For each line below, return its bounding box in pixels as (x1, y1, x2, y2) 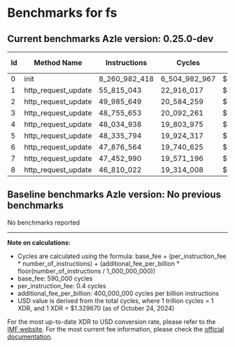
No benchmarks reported (7, 218, 80, 227)
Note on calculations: (7, 238, 71, 246)
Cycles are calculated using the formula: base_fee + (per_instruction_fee (17, 252, 227, 260)
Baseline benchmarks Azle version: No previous (7, 189, 222, 201)
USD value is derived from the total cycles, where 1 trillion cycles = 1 (17, 296, 214, 305)
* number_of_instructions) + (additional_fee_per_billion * (17, 259, 180, 267)
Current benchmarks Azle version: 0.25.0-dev (7, 33, 214, 45)
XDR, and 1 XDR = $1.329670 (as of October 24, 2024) (17, 304, 175, 312)
